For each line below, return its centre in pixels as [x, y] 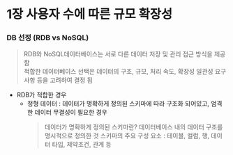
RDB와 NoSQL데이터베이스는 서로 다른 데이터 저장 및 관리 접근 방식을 [118, 54]
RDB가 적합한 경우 [42, 95]
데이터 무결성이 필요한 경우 [71, 113]
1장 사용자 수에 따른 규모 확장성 [90, 14]
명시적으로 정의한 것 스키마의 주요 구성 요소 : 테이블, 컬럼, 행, [127, 136]
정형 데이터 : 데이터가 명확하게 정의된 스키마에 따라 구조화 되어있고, [118, 104]
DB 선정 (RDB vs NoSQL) [48, 38]
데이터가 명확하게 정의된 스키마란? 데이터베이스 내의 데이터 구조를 [134, 127]
